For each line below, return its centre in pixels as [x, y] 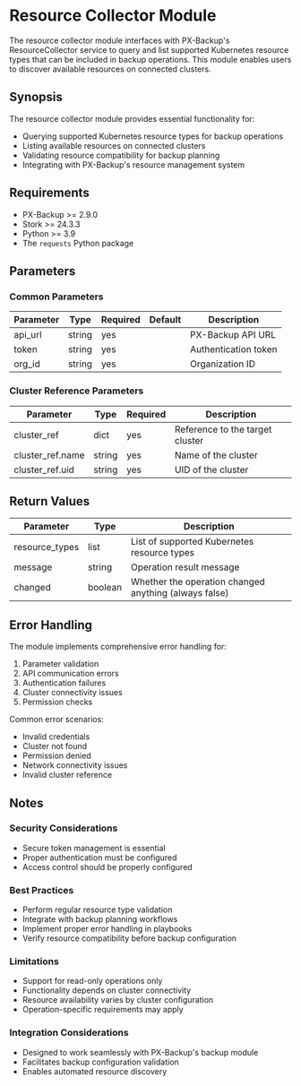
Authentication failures [64, 683]
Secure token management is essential [94, 848]
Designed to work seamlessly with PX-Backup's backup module [140, 1052]
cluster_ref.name [49, 455]
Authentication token [233, 349]
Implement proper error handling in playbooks [107, 929]
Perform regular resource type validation [97, 909]
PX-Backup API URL [232, 335]
